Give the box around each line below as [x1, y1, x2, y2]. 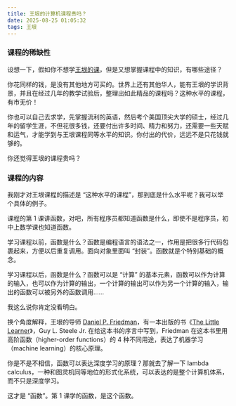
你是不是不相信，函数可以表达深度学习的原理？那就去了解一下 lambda [7, 359, 209, 367]
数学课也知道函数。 [19, 223, 75, 231]
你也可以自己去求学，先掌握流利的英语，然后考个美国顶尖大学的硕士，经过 [7, 112, 223, 121]
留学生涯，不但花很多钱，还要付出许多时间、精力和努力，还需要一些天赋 [19, 121, 229, 130]
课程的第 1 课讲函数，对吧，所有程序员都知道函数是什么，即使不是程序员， [7, 214, 223, 222]
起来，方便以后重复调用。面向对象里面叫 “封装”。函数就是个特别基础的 [13, 247, 218, 255]
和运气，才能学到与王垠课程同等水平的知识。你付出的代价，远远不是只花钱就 [7, 130, 229, 138]
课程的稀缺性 [7, 48, 51, 58]
